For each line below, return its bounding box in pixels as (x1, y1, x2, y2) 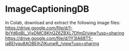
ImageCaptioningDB (5, 3, 90, 15)
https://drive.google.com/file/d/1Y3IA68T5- (5, 35, 94, 41)
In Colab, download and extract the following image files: (5, 20, 121, 25)
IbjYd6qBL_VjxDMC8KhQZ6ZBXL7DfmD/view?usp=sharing (5, 30, 125, 36)
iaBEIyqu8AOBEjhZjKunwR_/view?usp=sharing (5, 40, 99, 46)
